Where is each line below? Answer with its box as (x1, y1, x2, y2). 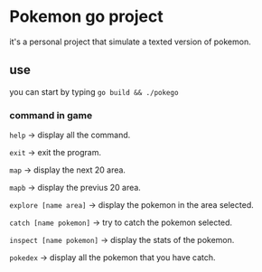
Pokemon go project (9, 6, 164, 27)
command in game (9, 108, 93, 121)
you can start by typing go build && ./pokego (9, 86, 179, 97)
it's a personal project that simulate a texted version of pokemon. (9, 36, 251, 47)
